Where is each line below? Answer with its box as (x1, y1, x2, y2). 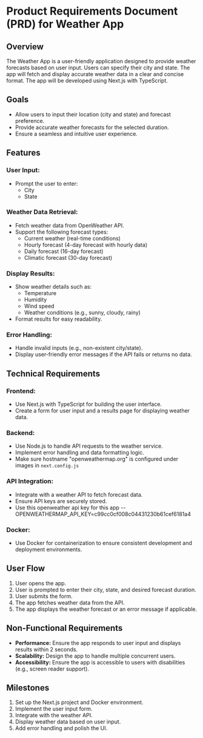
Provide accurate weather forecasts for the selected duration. (15, 124, 169, 131)
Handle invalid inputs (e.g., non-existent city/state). (15, 344, 143, 352)
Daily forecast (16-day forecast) (24, 248, 104, 255)
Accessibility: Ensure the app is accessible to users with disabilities (15, 658, 185, 666)
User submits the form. (15, 592, 73, 600)
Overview (6, 41, 44, 52)
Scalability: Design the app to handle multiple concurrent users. (15, 652, 176, 660)
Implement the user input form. (15, 705, 93, 712)
